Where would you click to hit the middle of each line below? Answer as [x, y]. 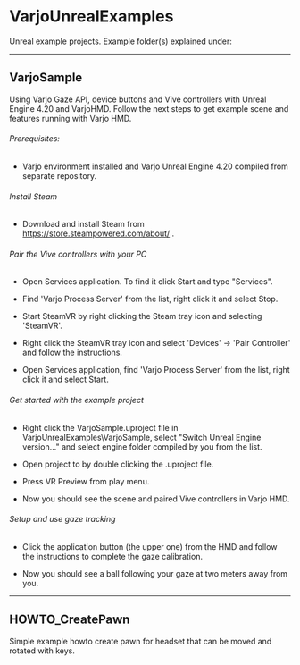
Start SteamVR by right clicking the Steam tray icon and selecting [142, 316]
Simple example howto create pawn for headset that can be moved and [141, 641]
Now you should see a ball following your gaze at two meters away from [155, 573]
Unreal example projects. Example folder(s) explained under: [121, 41]
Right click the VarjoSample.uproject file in [100, 427]
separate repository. [59, 175]
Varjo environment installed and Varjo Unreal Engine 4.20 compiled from [155, 166]
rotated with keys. [42, 651]
